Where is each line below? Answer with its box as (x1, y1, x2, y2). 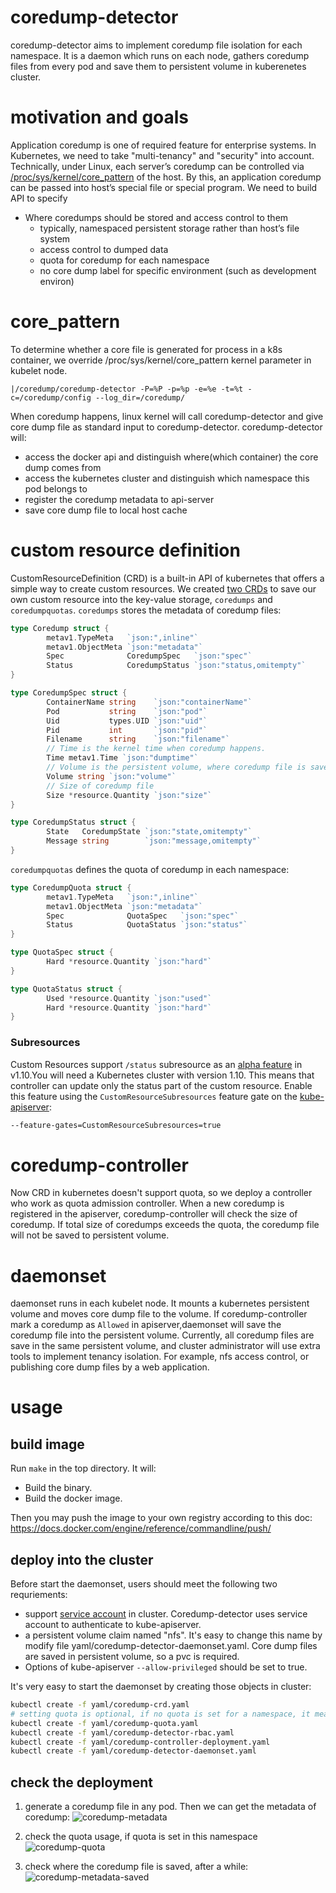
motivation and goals (10, 106, 190, 129)
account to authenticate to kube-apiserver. (24, 1619, 202, 1631)
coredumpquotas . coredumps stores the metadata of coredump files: (10, 604, 282, 616)
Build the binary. (24, 1482, 93, 1494)
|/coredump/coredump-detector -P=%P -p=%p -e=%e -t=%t (10, 384, 244, 394)
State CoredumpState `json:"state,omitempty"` (46, 827, 253, 837)
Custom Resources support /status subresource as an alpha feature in (10, 1058, 303, 1070)
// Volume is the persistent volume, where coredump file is (46, 762, 307, 772)
